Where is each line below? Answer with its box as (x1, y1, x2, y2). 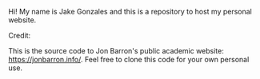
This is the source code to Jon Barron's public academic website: (8, 46, 224, 55)
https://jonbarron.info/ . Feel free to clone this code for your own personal (8, 55, 250, 64)
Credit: (8, 31, 31, 40)
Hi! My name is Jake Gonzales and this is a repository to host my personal (8, 7, 252, 16)
